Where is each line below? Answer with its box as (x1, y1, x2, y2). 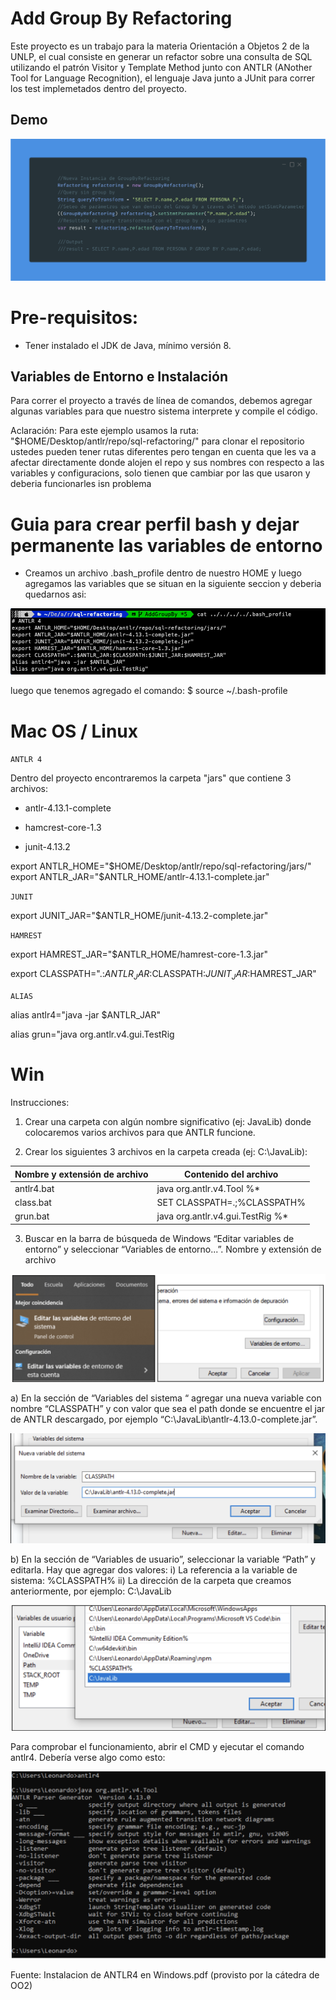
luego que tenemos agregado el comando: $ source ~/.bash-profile (10, 685, 288, 697)
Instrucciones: (10, 1097, 70, 1109)
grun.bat (14, 1210, 50, 1222)
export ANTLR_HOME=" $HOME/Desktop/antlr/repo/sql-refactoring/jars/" (10, 860, 312, 872)
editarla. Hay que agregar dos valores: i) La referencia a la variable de (10, 1563, 298, 1576)
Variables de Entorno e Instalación (10, 368, 228, 385)
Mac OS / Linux (10, 720, 139, 742)
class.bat (14, 1197, 52, 1209)
